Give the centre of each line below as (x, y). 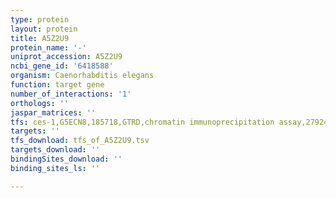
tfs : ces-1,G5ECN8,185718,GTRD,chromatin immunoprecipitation (142, 122)
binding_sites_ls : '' (55, 168)
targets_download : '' (55, 150)
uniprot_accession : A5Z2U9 (66, 57)
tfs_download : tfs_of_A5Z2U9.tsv (80, 141)
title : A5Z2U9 (40, 38)
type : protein (40, 19)
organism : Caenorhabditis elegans (82, 76)
